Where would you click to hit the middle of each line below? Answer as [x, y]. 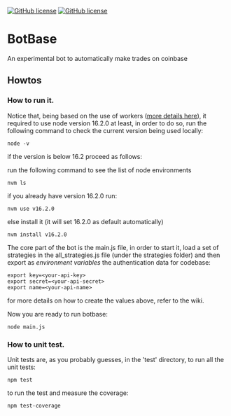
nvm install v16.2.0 [37, 235]
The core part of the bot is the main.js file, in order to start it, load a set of [113, 247]
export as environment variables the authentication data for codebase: [109, 262]
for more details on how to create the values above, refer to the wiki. [106, 300]
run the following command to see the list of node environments [99, 170]
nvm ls [17, 183]
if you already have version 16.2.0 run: [62, 195]
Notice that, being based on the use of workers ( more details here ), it [107, 116]
